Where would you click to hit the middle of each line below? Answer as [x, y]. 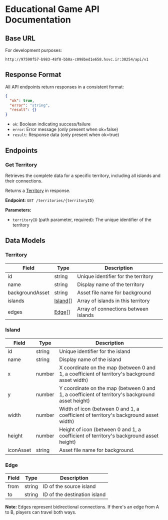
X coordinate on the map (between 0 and [107, 367]
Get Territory [21, 164]
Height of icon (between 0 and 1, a [100, 429]
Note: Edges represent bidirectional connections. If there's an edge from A [82, 507]
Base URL [20, 38]
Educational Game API [52, 9]
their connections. [24, 180]
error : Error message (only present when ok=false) [65, 129]
